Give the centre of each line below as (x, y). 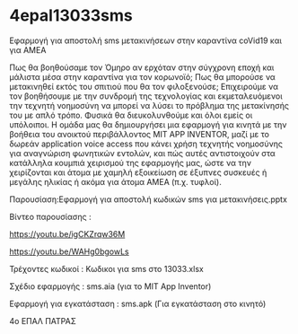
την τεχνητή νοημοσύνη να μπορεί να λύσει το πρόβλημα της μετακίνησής (149, 105)
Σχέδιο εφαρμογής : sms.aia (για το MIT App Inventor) (110, 286)
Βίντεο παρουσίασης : (50, 216)
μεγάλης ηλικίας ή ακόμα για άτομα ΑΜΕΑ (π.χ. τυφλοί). (116, 181)
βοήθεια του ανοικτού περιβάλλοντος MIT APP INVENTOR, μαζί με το (139, 134)
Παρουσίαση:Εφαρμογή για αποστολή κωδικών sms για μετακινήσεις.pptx (148, 199)
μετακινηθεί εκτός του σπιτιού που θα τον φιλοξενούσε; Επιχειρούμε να (144, 86)
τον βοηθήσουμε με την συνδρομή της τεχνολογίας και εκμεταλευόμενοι (146, 96)
